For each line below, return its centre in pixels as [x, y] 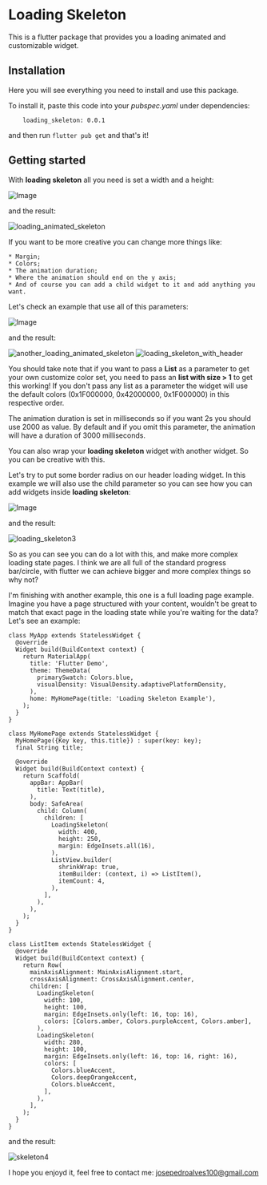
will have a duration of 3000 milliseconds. [77, 435]
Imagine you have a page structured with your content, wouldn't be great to [133, 604]
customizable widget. [44, 45]
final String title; [50, 747]
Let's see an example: [44, 621]
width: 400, [78, 831]
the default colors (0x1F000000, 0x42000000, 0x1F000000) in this [119, 394]
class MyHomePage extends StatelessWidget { [84, 734]
